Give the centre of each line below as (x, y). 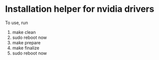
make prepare (26, 42)
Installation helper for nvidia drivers (80, 9)
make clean (24, 32)
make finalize (26, 48)
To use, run (16, 23)
